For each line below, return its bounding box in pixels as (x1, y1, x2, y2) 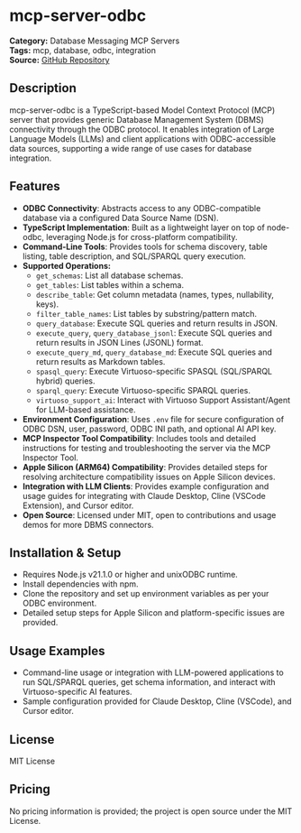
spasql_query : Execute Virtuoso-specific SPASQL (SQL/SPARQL (35, 366, 273, 376)
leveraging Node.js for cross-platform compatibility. (46, 231, 238, 242)
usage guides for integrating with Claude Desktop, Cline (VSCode (22, 490, 266, 501)
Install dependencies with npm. (22, 578, 139, 589)
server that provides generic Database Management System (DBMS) (9, 114, 264, 125)
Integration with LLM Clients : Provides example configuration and (22, 480, 269, 492)
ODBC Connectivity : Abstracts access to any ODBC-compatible (22, 202, 261, 213)
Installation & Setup (9, 545, 122, 560)
